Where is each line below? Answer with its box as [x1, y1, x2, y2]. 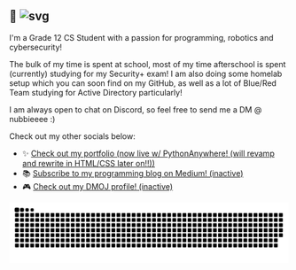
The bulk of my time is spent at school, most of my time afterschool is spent [9, 58, 286, 69]
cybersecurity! [9, 42, 63, 52]
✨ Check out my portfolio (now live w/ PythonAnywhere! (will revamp [21, 148, 275, 158]
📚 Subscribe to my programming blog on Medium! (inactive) [21, 167, 244, 178]
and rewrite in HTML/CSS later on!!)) [21, 158, 155, 168]
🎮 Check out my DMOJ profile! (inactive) [21, 181, 174, 191]
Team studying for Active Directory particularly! [9, 87, 183, 97]
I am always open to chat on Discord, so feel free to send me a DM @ [9, 104, 262, 115]
